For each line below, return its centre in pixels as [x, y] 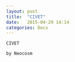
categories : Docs [27, 28]
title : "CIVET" [26, 17]
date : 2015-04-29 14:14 [37, 22]
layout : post [22, 11]
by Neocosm [19, 54]
